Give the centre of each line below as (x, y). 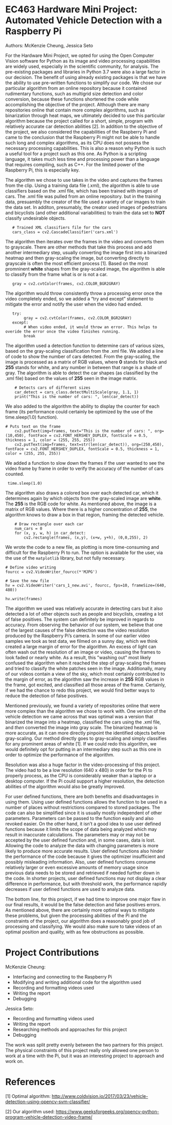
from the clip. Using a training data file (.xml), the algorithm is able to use (82, 185)
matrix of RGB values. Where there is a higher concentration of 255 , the (81, 509)
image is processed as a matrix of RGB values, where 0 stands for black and (86, 362)
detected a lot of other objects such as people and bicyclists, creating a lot (84, 614)
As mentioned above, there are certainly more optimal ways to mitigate (80, 910)
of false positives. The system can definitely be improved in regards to (80, 619)
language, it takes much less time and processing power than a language (83, 159)
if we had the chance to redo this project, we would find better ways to (80, 690)
